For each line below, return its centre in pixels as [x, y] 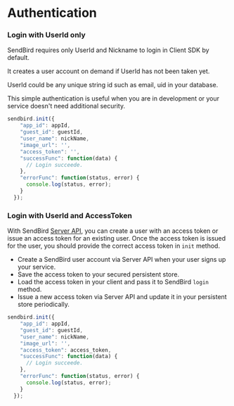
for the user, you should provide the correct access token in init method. [113, 246]
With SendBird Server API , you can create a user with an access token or [113, 231]
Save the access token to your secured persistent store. [98, 274]
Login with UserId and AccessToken [70, 215]
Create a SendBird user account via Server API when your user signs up [122, 260]
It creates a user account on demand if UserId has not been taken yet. [109, 71]
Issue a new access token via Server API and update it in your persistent [122, 297]
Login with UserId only [46, 35]
